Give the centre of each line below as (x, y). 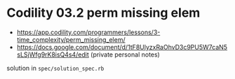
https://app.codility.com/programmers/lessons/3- (88, 32)
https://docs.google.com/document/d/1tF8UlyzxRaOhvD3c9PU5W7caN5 (122, 47)
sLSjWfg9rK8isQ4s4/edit (53, 55)
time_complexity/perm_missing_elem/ (71, 39)
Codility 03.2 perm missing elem (103, 13)
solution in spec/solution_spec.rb (55, 68)
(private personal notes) (125, 55)
